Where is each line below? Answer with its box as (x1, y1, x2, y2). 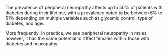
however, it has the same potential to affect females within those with (5, 35, 149, 41)
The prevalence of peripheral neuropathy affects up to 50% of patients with (5, 5, 163, 10)
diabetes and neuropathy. (5, 41, 59, 47)
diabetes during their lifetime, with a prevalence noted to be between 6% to (5, 10, 163, 16)
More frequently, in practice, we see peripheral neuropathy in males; (5, 30, 148, 36)
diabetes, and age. (5, 20, 44, 26)
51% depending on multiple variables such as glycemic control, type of (5, 15, 153, 21)
